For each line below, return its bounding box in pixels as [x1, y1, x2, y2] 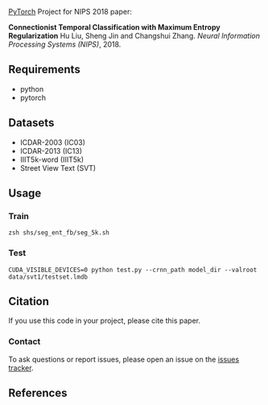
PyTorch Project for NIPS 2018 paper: [8, 7, 133, 16]
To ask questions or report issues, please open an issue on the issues [8, 354, 240, 364]
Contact [8, 336, 41, 347]
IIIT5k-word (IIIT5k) [19, 155, 85, 164]
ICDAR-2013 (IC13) [19, 146, 83, 155]
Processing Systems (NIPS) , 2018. [8, 39, 122, 49]
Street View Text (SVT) [19, 163, 97, 172]
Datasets [8, 116, 55, 130]
